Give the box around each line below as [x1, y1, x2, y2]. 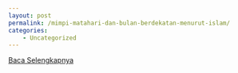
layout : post [8, 11, 52, 20]
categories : [8, 26, 48, 34]
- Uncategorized [22, 33, 77, 42]
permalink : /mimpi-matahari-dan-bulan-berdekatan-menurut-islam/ [8, 19, 230, 27]
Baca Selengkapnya [8, 56, 74, 65]
